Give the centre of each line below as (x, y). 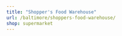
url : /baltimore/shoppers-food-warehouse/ (61, 18)
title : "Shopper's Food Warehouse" (52, 12)
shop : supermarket (30, 23)
